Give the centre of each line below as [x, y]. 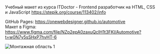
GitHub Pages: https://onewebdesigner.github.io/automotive [65, 22]
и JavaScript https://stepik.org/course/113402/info [55, 12]
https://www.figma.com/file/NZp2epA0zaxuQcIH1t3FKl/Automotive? [73, 32]
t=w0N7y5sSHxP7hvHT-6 [31, 37]
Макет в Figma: [21, 27]
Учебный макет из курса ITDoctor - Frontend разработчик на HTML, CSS [80, 7]
